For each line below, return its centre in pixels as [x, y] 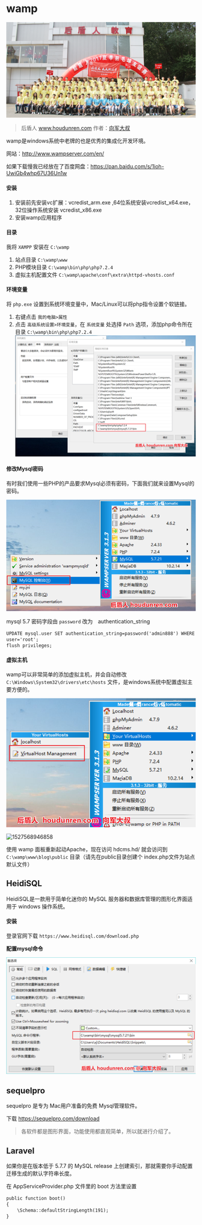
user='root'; [23, 640]
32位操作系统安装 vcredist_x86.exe [58, 210]
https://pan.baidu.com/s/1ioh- [127, 167]
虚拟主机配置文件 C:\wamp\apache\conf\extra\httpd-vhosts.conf [95, 274]
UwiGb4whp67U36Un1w [37, 173]
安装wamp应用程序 [38, 217]
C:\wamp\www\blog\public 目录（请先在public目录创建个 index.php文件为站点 [101, 857]
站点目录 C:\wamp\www [41, 259]
